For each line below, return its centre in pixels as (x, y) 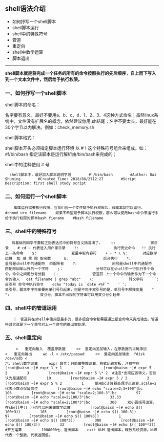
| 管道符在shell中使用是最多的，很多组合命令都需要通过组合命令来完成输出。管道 (86, 319)
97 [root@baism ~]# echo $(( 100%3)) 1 (63, 416)
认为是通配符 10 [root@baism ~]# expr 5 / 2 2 (77, 378)
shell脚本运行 (25, 27)
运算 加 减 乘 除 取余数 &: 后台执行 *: (68, 258)
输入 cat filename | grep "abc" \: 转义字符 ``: (85, 279)
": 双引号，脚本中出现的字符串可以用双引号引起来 (63, 295)
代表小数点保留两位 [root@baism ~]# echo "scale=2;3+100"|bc (74, 389)
